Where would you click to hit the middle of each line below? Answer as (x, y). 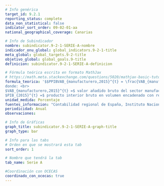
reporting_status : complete (34, 19)
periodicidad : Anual (26, 109)
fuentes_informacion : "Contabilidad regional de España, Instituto (75, 104)
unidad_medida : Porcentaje (32, 100)
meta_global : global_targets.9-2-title (46, 55)
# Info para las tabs (27, 140)
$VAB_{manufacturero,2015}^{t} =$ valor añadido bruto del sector (74, 91)
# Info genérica (21, 10)
